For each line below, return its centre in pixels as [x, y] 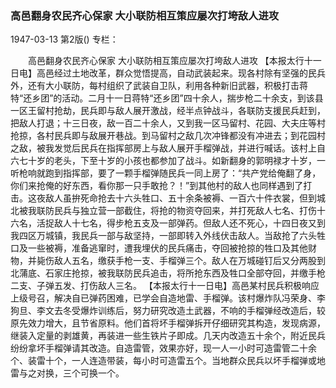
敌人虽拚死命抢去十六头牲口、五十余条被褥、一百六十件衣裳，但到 [180, 198]
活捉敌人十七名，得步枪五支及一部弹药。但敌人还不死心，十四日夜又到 [181, 223]
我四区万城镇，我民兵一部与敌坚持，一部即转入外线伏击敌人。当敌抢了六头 [163, 236]
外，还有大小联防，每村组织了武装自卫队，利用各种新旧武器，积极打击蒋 [159, 86]
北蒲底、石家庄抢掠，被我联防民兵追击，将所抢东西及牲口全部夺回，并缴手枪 [168, 273]
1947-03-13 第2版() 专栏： [64, 39]
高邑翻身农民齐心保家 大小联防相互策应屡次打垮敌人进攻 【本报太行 [166, 61]
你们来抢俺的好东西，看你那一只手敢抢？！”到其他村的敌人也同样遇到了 [157, 186]
